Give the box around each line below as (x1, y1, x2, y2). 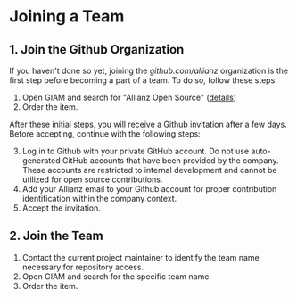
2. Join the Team (9, 228, 104, 244)
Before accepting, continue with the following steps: (9, 128, 201, 139)
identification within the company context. (21, 194, 177, 203)
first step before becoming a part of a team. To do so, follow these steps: (9, 75, 278, 86)
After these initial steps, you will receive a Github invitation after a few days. (9, 119, 287, 129)
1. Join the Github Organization (9, 42, 185, 57)
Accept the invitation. (21, 203, 101, 213)
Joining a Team (9, 6, 125, 27)
